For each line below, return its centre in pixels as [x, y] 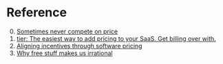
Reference [36, 13]
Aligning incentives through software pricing [79, 46]
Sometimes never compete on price [67, 31]
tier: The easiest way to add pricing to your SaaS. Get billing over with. [116, 38]
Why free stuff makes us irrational [64, 53]
